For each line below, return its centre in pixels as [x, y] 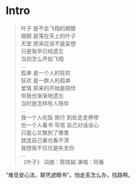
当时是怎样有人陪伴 [45, 103]
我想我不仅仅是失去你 [47, 147]
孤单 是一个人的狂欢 [45, 73]
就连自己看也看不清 [45, 140]
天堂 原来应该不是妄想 [48, 43]
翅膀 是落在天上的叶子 [48, 36]
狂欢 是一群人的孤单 [45, 80]
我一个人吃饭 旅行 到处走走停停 [59, 117]
